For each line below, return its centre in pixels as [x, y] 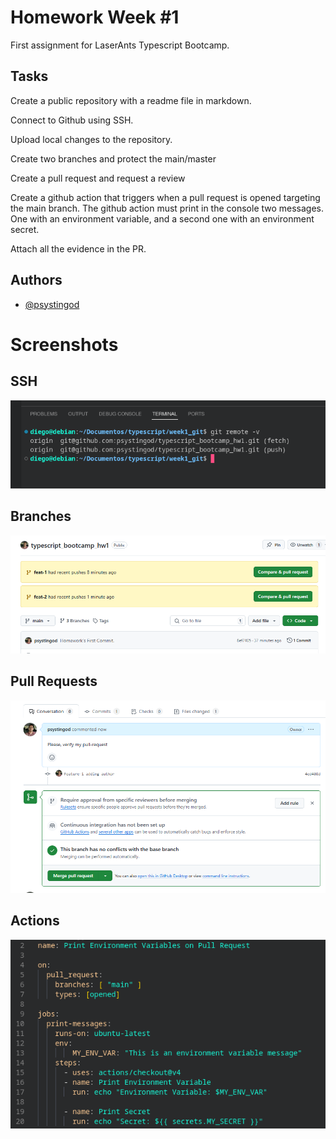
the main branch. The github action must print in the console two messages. [167, 208]
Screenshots [64, 344]
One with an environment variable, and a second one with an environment [162, 218]
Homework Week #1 [95, 17]
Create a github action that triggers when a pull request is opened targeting [165, 197]
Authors [36, 280]
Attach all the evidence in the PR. [78, 248]
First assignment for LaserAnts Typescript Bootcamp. [120, 45]
